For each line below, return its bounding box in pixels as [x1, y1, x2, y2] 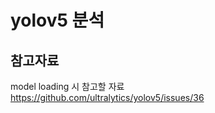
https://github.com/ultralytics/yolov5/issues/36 [10, 92, 205, 103]
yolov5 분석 [10, 9, 105, 32]
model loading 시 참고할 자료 [10, 81, 125, 92]
